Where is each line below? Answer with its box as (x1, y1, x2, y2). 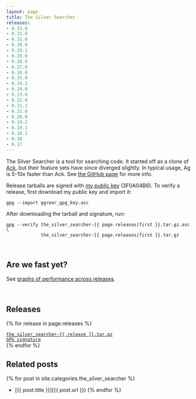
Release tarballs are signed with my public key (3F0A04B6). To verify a (6, 182, 180, 189)
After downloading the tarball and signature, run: (6, 210, 125, 217)
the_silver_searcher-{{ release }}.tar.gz (6, 331, 113, 338)
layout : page (6, 8, 39, 15)
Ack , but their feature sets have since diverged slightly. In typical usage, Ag (6, 164, 191, 171)
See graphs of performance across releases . (6, 275, 116, 282)
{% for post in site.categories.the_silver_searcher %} (6, 375, 135, 382)
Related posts (6, 359, 58, 369)
